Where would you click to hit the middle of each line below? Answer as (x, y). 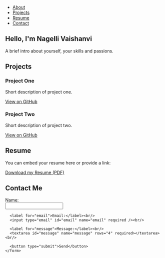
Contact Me (24, 188)
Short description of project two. (39, 125)
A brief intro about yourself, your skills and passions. (59, 51)
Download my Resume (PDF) (35, 172)
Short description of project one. (39, 91)
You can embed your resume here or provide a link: (58, 162)
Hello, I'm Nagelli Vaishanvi (49, 39)
